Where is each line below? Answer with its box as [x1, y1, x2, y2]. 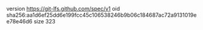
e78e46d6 [6, 18, 32, 25]
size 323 [33, 18, 56, 25]
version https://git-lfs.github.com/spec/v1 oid [6, 5, 120, 12]
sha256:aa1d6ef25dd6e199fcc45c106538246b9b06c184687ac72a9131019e [6, 11, 197, 19]
